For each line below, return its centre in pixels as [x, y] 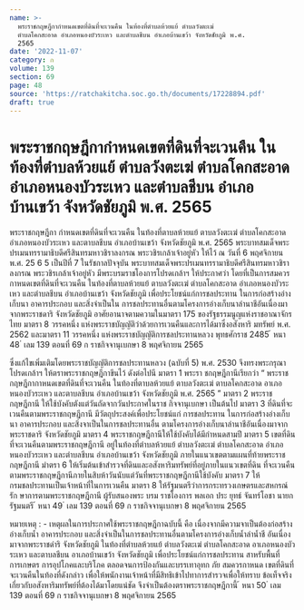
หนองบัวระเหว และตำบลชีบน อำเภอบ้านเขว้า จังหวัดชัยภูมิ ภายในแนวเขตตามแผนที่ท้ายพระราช [147, 455]
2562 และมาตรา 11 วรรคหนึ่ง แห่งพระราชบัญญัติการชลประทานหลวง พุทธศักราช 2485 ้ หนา [147, 335]
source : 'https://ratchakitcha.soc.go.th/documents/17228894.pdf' [137, 93]
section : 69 [32, 77]
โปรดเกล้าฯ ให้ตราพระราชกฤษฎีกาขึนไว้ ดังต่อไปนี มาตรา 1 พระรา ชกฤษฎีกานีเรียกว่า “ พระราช [149, 373]
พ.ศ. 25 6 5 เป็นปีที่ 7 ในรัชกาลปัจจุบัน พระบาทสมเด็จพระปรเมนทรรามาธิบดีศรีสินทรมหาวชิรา [150, 263]
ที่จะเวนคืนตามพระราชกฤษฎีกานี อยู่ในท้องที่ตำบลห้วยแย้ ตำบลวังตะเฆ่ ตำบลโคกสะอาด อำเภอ [147, 445]
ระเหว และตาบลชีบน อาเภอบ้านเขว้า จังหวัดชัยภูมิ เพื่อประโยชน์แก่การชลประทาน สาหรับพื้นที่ [145, 555]
